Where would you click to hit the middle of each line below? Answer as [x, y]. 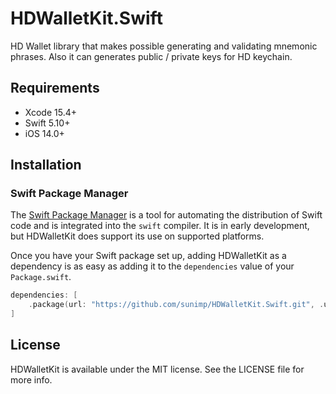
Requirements [55, 88]
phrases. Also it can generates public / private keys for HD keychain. [151, 56]
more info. [31, 379]
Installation [46, 165]
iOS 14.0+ [44, 133]
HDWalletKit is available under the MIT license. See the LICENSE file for [157, 369]
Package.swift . [41, 277]
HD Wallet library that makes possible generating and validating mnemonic [164, 46]
